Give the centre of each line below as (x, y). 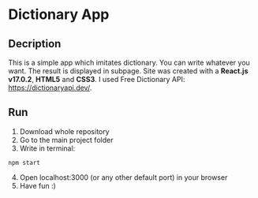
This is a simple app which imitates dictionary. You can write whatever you (129, 62)
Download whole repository (64, 131)
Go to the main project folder (66, 140)
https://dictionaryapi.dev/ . (50, 88)
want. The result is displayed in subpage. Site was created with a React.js (128, 71)
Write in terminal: (47, 148)
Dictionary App (59, 15)
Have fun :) (38, 185)
